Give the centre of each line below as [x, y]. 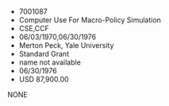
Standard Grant [44, 54]
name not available [50, 62]
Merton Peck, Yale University [66, 45]
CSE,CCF [34, 28]
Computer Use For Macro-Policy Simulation [90, 20]
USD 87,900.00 [44, 79]
